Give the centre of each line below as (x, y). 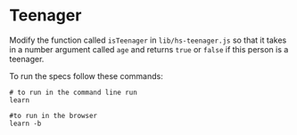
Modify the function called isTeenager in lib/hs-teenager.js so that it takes (148, 40)
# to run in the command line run (74, 92)
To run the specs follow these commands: (86, 75)
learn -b (25, 123)
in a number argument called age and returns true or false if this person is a (149, 49)
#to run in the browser (54, 115)
